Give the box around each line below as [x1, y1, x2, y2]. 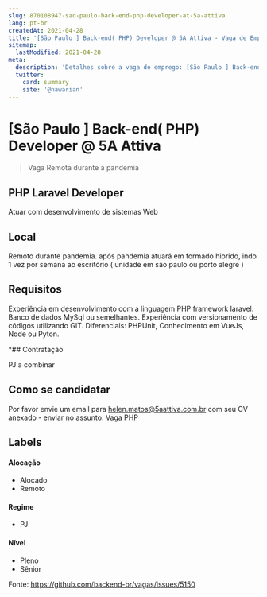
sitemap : [8, 41, 37, 49]
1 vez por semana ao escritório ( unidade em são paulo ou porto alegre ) [8, 259, 244, 269]
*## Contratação [8, 344, 64, 354]
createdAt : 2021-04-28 [8, 26, 83, 34]
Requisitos [8, 283, 62, 297]
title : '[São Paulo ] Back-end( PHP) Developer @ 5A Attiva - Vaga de [8, 33, 247, 42]
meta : [8, 56, 26, 64]
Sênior [19, 564, 42, 573]
